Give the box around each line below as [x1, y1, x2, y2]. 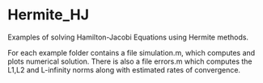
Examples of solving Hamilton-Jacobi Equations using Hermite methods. [7, 32, 248, 42]
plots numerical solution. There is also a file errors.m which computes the [7, 56, 252, 66]
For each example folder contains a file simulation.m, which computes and [7, 48, 256, 57]
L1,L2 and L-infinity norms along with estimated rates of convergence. [7, 64, 240, 74]
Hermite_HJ [7, 6, 90, 24]
